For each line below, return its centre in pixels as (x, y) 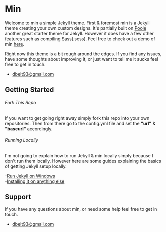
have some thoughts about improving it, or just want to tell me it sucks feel (82, 59)
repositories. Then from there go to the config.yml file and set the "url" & (80, 123)
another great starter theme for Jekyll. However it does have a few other (79, 33)
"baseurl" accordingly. (29, 129)
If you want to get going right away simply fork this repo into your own (77, 118)
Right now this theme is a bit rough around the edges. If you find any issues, (83, 54)
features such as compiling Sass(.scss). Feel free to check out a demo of (80, 39)
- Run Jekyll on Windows (30, 176)
